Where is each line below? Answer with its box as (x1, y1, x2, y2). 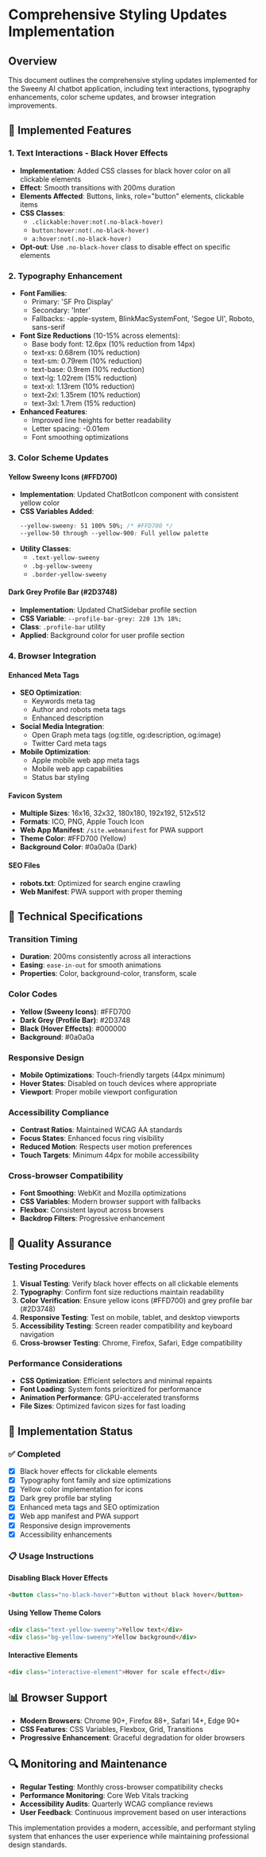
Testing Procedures (8, 1260, 86, 1271)
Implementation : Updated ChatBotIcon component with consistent (19, 490, 239, 500)
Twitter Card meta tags (31, 738, 107, 748)
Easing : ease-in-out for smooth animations (19, 960, 161, 970)
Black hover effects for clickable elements (19, 1467, 157, 1476)
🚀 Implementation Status (8, 1424, 133, 1438)
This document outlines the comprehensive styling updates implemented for (8, 76, 258, 84)
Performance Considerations (8, 1358, 123, 1369)
